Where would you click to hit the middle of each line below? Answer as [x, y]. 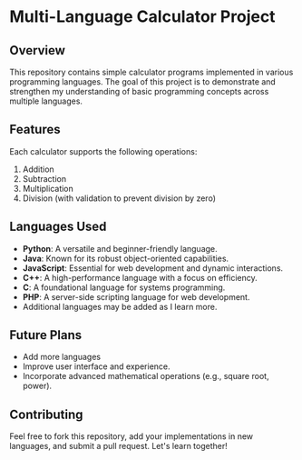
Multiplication [48, 188]
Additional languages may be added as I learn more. [120, 306]
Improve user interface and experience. [96, 366]
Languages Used [58, 227]
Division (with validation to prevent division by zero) [119, 198]
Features [35, 130]
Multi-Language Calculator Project [142, 17]
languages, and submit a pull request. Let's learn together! [119, 446]
